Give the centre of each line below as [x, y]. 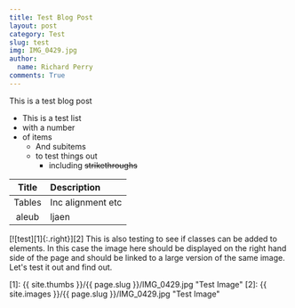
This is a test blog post [51, 101]
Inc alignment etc [86, 202]
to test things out [66, 156]
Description [76, 187]
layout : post [33, 26]
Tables [28, 202]
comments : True [37, 76]
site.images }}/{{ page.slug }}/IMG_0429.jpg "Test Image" [115, 294]
